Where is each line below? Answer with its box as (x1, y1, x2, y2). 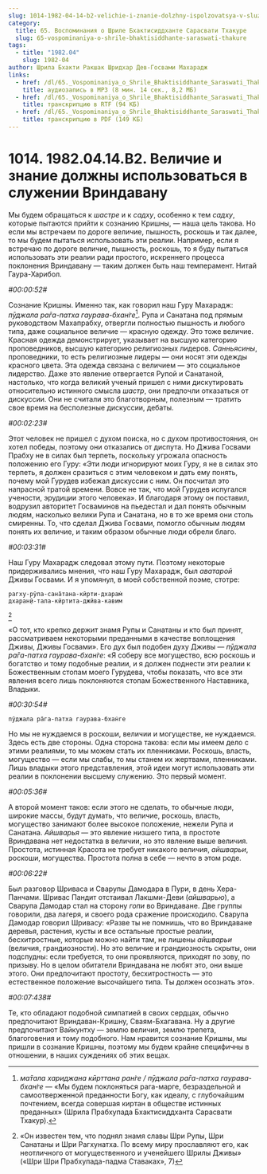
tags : (8, 41, 26, 49)
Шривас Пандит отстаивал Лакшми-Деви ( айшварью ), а (42, 893, 236, 902)
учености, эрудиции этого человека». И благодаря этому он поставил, (8, 493, 250, 503)
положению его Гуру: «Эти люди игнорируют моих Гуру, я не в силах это (8, 459, 258, 469)
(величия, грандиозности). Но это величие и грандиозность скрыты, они (8, 944, 257, 953)
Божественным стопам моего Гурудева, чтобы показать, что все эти (8, 667, 243, 677)
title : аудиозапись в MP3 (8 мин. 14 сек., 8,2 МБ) (22, 85, 197, 94)
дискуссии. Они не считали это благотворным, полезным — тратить (8, 395, 242, 404)
